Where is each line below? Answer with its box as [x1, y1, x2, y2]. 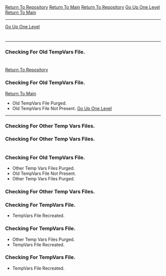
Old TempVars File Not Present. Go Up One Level [12, 105, 112, 111]
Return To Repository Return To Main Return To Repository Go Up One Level [5, 4, 160, 10]
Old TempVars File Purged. [12, 100, 67, 106]
